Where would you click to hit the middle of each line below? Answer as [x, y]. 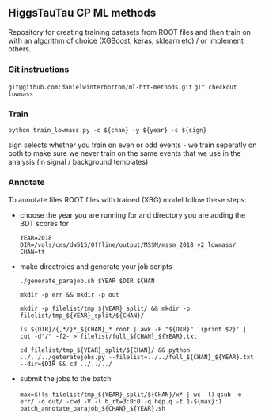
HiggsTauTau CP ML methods [82, 13]
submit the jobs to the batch [65, 378]
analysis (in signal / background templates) [78, 162]
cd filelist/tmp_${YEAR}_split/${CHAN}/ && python [105, 350]
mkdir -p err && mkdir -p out [70, 295]
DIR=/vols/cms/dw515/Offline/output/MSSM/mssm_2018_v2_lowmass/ [128, 244]
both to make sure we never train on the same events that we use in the [125, 153]
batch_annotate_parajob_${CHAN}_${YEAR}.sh [93, 408]
